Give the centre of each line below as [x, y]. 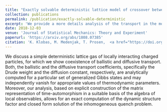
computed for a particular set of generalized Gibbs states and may [73, 77]
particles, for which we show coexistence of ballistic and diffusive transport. [83, 61]
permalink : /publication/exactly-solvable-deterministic [65, 19]
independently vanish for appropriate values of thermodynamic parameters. [83, 83]
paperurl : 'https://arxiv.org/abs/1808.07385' [54, 38]
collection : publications [32, 14]
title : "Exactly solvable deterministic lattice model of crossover [78, 10]
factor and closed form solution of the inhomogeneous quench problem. [79, 104]
